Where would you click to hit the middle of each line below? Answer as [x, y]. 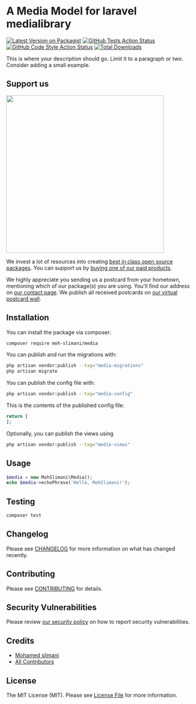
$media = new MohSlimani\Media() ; [50, 477]
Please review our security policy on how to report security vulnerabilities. [98, 622]
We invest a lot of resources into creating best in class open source [90, 261]
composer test [24, 516]
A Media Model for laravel [72, 11]
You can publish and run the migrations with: [62, 355]
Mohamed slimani [37, 655]
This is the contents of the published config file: [65, 405]
